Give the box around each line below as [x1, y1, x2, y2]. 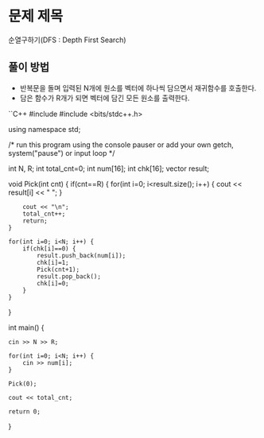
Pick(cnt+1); [37, 266, 80, 273]
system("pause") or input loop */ [8, 148, 115, 157]
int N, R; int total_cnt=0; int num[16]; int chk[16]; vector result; [8, 164, 209, 173]
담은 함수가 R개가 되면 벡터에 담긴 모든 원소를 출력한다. [19, 93, 190, 103]
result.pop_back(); [37, 272, 102, 281]
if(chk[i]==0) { [22, 244, 77, 253]
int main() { [8, 323, 45, 332]
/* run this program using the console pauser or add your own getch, [8, 140, 234, 149]
